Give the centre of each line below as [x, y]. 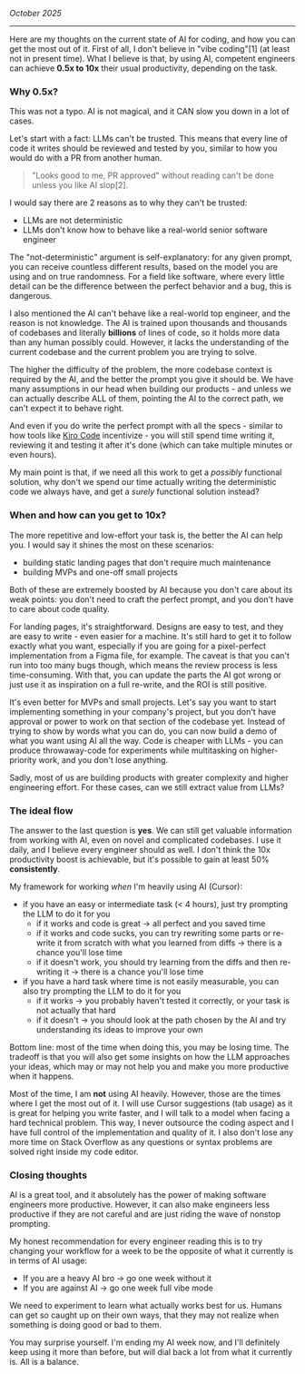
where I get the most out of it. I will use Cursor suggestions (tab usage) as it [151, 1103]
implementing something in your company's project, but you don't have [143, 711]
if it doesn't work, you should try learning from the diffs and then [157, 962]
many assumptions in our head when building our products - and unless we [151, 389]
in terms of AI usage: [49, 1260]
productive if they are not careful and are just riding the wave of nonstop [145, 1214]
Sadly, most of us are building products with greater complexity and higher [149, 777]
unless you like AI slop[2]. [80, 185]
